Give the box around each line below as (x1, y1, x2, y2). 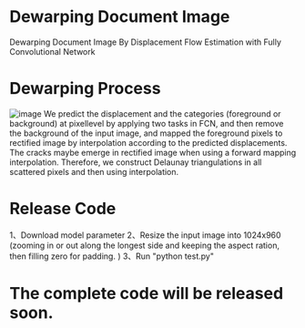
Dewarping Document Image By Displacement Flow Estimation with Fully (9, 36, 282, 47)
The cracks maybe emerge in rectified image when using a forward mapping (9, 147, 297, 158)
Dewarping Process (9, 78, 161, 99)
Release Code (9, 199, 117, 220)
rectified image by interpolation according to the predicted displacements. (9, 137, 288, 148)
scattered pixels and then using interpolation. (9, 166, 179, 177)
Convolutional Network (9, 46, 96, 56)
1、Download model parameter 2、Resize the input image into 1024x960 (9, 230, 281, 241)
